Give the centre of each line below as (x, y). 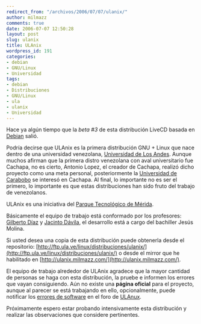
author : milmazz (26, 17)
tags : (13, 79)
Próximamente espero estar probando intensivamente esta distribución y (96, 308)
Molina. (15, 229)
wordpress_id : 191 (29, 51)
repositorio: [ (22, 247)
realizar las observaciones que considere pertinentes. (73, 315)
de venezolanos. (26, 193)
